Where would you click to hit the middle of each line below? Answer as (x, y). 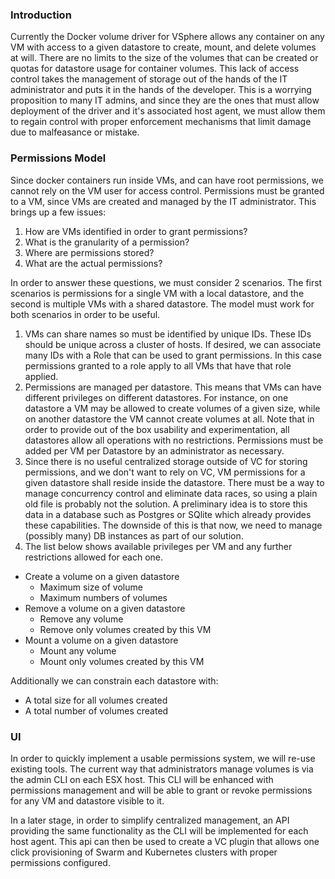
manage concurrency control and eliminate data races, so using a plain (171, 493)
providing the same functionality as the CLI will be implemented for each (159, 830)
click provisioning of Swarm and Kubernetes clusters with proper (144, 852)
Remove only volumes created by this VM (125, 629)
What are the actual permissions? (93, 263)
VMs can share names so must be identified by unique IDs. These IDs (168, 334)
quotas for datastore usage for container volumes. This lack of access (155, 69)
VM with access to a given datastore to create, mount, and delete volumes (163, 47)
